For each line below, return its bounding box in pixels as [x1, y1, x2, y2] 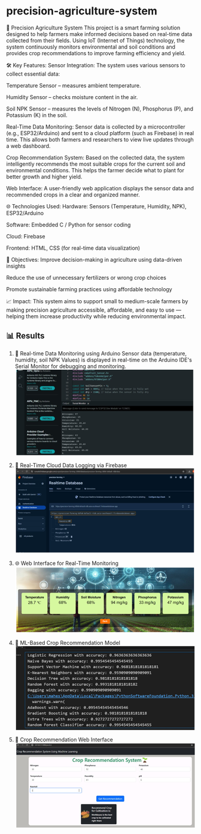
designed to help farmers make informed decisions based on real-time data [6, 30, 193, 37]
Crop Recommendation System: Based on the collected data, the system [6, 154, 185, 161]
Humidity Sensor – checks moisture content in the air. [6, 93, 138, 100]
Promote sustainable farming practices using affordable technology [6, 285, 172, 292]
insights [6, 262, 26, 270]
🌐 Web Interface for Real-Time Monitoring [14, 560, 118, 567]
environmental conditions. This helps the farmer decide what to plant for [6, 166, 184, 174]
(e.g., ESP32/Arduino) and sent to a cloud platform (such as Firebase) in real [6, 129, 194, 136]
